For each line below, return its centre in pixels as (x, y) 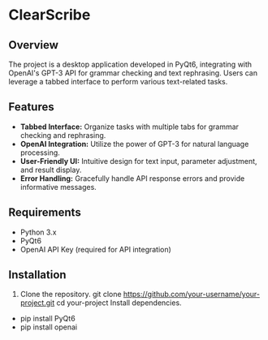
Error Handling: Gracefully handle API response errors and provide (132, 178)
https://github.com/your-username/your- (192, 295)
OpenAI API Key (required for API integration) (96, 249)
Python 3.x (38, 232)
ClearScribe (50, 15)
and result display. (51, 170)
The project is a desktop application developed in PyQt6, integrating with (130, 64)
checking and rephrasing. (63, 135)
